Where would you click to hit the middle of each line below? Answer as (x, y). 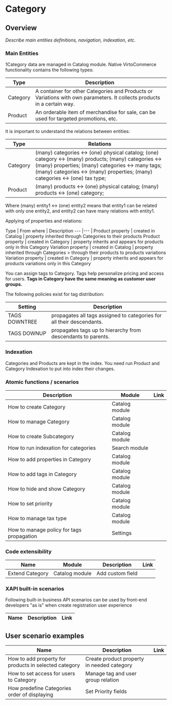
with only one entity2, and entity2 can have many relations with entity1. (80, 211)
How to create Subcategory (41, 436)
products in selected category (44, 665)
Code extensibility (29, 551)
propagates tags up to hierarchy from (96, 330)
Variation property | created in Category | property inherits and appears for (84, 258)
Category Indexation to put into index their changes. (60, 369)
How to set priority (30, 503)
